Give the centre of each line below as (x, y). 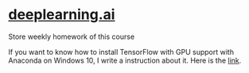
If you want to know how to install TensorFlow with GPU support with (121, 52)
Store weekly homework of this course (72, 36)
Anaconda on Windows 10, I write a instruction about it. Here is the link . (125, 60)
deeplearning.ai (62, 15)
